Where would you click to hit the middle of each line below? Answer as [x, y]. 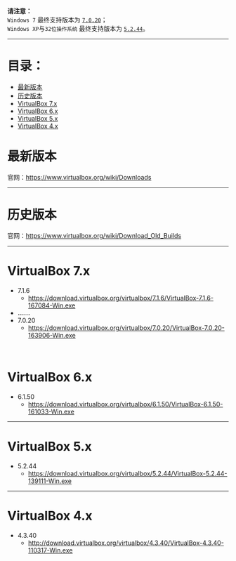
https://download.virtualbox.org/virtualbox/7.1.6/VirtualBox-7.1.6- [121, 298]
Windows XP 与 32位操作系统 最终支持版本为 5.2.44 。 [78, 28]
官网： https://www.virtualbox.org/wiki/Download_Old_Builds [94, 235]
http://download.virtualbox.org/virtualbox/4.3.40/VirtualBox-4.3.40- [126, 543]
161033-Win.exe [51, 411]
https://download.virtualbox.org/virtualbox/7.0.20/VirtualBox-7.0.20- [126, 328]
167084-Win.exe [52, 305]
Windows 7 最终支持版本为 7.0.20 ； [57, 20]
